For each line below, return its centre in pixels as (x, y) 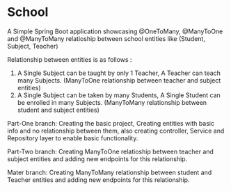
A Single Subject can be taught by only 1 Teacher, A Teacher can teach (119, 73)
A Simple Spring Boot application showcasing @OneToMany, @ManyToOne (115, 31)
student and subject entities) (58, 110)
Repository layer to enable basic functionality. (73, 138)
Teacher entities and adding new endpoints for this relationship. (98, 180)
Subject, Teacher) (33, 46)
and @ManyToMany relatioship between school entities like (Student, (106, 38)
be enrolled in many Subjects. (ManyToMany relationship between (112, 102)
